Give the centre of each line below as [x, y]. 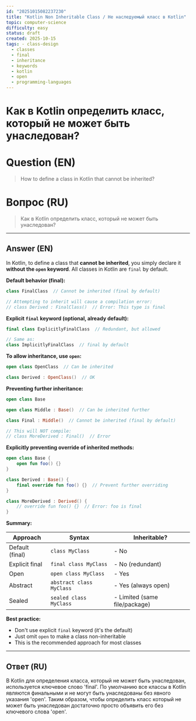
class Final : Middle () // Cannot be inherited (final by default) [91, 420]
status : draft [23, 33]
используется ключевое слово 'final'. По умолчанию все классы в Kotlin [96, 686]
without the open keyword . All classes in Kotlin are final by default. [87, 269]
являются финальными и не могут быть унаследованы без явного [88, 693]
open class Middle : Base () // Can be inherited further [78, 410]
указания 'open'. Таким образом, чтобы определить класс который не [94, 699]
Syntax [79, 537]
